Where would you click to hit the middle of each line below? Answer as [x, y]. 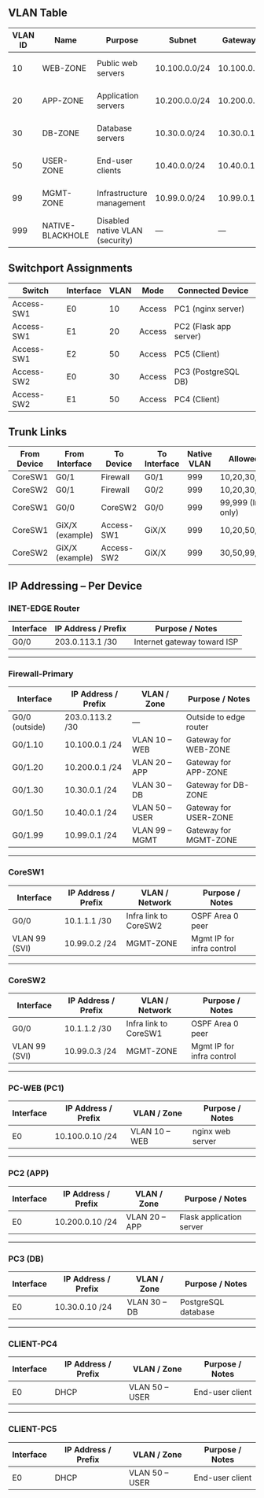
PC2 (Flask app [203, 326]
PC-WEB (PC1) [36, 1088]
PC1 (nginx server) [209, 309]
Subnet [183, 40]
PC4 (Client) [197, 399]
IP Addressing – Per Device [75, 586]
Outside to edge [216, 717]
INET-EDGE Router [44, 608]
